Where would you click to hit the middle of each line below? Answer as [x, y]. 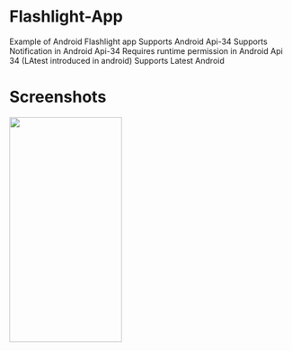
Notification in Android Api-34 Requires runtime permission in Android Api [146, 50]
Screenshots [58, 97]
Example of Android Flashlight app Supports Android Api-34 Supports [138, 41]
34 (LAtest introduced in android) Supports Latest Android [117, 60]
